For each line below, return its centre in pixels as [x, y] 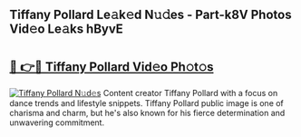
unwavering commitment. [57, 122]
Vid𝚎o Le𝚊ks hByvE [67, 29]
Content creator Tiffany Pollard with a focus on [190, 93]
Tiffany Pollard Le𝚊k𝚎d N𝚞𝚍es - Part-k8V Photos [150, 15]
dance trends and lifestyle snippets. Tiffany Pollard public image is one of [146, 103]
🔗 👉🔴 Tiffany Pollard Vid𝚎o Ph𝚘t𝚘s [112, 67]
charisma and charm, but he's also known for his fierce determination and [147, 113]
